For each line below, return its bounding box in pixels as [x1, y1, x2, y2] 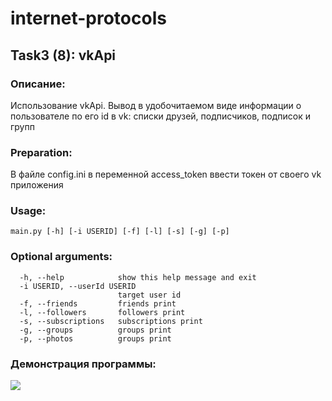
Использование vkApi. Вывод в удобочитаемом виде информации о [10, 99, 302, 111]
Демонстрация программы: [10, 357, 157, 371]
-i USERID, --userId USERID [19, 281, 137, 291]
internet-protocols [10, 7, 167, 30]
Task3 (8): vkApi [10, 47, 117, 64]
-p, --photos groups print [19, 333, 172, 344]
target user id [117, 290, 182, 300]
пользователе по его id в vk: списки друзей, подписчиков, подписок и [10, 110, 311, 122]
